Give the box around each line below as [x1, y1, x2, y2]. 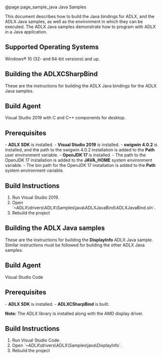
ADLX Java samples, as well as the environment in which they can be [5, 19, 143, 24]
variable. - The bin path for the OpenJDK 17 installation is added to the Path [5, 163, 156, 168]
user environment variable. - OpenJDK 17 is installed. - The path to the [5, 152, 146, 158]
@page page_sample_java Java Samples [5, 4, 87, 10]
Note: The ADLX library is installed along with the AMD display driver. [5, 310, 144, 316]
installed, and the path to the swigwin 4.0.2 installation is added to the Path [5, 147, 155, 153]
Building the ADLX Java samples [5, 224, 105, 232]
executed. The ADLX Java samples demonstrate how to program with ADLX [5, 24, 156, 30]
